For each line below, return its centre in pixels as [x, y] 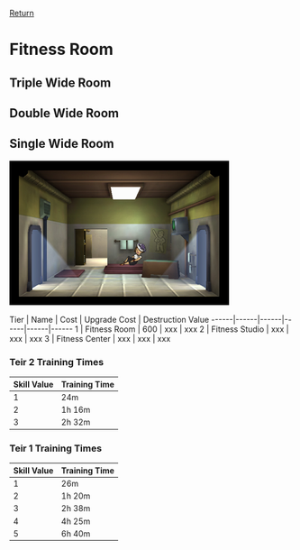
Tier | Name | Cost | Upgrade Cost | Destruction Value [109, 319]
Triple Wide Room [60, 82]
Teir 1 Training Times [55, 448]
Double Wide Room [64, 113]
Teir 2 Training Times [57, 362]
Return [22, 13]
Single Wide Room [62, 144]
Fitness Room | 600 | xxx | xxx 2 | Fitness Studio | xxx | [187, 329]
